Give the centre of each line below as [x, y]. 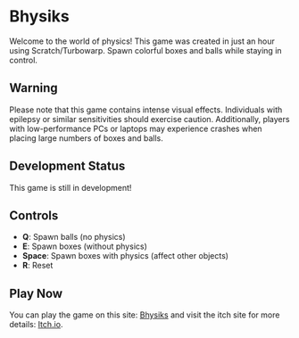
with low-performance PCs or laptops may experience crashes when [136, 128]
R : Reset [37, 266]
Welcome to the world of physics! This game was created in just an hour [142, 41]
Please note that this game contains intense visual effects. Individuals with [146, 110]
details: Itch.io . [36, 325]
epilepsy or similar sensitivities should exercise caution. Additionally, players [149, 119]
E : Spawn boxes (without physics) [84, 246]
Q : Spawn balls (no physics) [74, 237]
